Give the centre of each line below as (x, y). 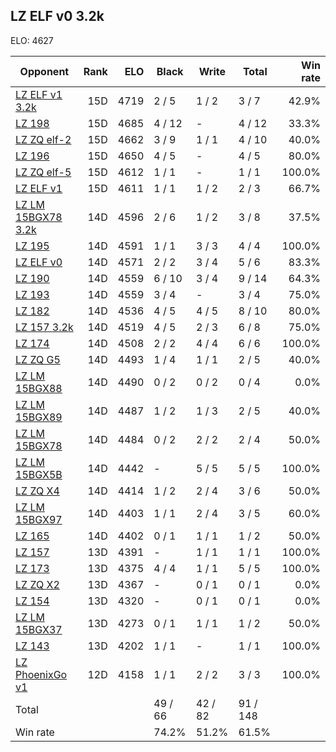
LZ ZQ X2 (37, 584)
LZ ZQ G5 (38, 359)
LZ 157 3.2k (44, 327)
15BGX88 (39, 388)
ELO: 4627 (32, 40)
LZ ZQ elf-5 (43, 172)
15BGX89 (39, 417)
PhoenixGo (41, 674)
